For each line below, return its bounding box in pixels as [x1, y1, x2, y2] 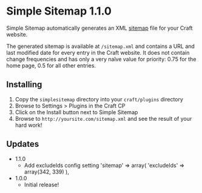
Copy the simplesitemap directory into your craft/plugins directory [15, 95, 184, 103]
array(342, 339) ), [24, 168, 70, 175]
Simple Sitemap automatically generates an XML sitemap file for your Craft [6, 24, 193, 32]
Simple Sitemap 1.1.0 [6, 4, 112, 18]
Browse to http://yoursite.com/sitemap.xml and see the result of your [15, 115, 192, 122]
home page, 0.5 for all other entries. [6, 62, 96, 69]
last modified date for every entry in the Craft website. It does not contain [6, 49, 190, 56]
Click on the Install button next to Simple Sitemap [15, 108, 138, 116]
